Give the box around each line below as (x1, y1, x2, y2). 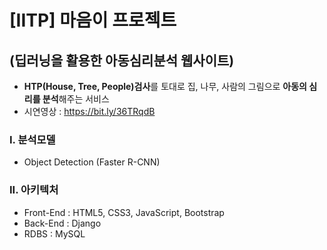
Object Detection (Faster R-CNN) (23, 156, 161, 168)
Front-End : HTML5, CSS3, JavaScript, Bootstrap (23, 206, 225, 218)
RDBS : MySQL (23, 227, 86, 240)
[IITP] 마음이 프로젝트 (9, 9, 177, 32)
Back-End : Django (23, 217, 102, 229)
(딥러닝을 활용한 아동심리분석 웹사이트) (9, 52, 235, 69)
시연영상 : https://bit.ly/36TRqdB (23, 106, 156, 117)
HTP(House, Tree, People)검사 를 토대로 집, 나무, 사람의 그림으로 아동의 (23, 81, 307, 92)
